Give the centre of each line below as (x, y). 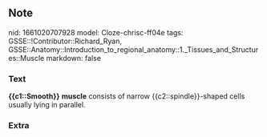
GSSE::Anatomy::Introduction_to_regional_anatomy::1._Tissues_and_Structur (133, 49)
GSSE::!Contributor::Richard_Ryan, (65, 41)
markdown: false (74, 58)
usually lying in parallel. (47, 105)
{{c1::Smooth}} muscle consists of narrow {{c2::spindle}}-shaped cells (127, 96)
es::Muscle (26, 58)
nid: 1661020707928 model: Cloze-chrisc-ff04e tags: (96, 32)
